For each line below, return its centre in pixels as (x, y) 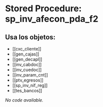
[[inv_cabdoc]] (27, 65)
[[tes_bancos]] (27, 91)
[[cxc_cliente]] (27, 49)
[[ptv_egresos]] (28, 80)
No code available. (24, 100)
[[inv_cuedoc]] (27, 70)
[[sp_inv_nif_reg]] (30, 85)
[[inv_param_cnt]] (30, 75)
